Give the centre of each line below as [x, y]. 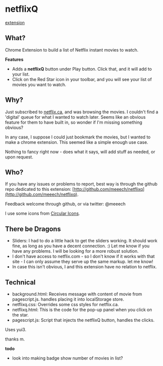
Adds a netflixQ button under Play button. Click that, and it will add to [82, 69]
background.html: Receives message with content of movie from [77, 294]
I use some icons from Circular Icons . [43, 213]
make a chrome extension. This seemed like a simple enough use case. [77, 142]
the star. [20, 315]
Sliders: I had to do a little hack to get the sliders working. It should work [85, 241]
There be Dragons [33, 229]
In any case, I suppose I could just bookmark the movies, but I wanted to [78, 137]
